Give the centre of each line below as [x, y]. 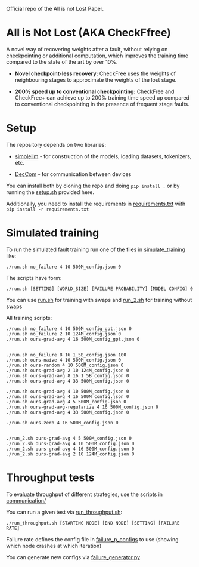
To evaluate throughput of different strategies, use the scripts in [84, 494]
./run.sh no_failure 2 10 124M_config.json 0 [63, 334]
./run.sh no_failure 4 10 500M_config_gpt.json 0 [69, 329]
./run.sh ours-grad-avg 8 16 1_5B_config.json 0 [68, 375]
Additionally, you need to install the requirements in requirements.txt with [96, 204]
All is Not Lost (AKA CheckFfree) [89, 33]
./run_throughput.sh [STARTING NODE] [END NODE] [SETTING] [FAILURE [93, 523]
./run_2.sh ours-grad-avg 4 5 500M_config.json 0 [69, 438]
